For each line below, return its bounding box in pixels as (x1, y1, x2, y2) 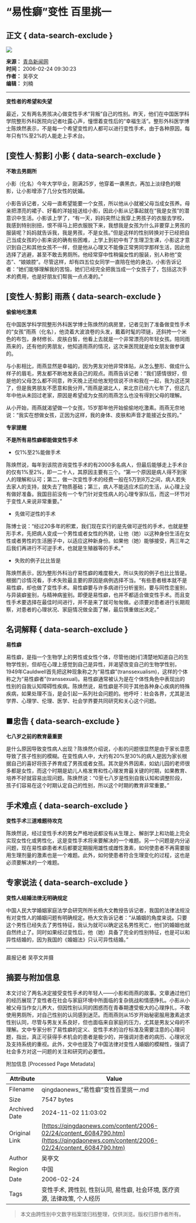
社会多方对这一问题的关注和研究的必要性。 (6, 1048, 108, 1055)
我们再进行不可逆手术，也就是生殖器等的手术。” (10, 545, 124, 552)
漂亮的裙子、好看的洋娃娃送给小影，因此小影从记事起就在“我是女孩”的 (16, 207, 185, 214)
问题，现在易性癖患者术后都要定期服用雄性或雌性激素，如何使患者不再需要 (6, 845, 185, 852)
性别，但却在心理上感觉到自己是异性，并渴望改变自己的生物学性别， (16, 661, 180, 668)
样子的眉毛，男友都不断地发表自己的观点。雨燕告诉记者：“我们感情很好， (6, 370, 183, 377)
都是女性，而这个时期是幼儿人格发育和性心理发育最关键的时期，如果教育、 (10, 767, 190, 774)
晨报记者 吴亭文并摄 (6, 954, 54, 961)
